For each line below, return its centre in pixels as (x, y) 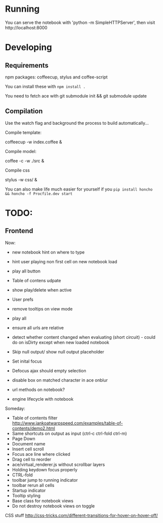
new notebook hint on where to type (48, 252)
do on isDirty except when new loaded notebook (61, 342)
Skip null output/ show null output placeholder (58, 351)
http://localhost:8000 (26, 27)
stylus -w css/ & (21, 179)
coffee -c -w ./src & (25, 161)
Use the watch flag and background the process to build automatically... (77, 123)
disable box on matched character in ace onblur (60, 380)
